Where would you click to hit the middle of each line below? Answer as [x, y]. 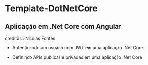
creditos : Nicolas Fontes [30, 38]
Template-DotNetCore [52, 9]
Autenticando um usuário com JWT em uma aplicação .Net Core [77, 48]
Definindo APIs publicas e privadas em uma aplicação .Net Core [77, 57]
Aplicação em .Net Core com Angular [63, 27]
